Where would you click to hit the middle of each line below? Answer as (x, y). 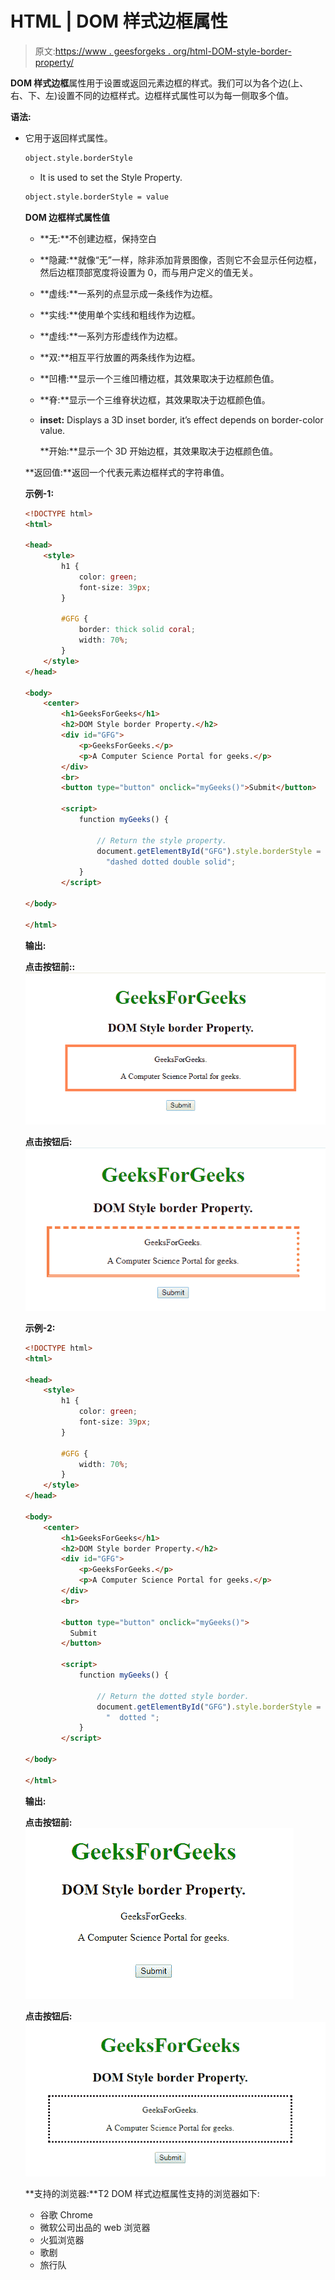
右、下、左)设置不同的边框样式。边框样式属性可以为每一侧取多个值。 (152, 95)
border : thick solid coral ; (137, 630)
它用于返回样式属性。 (68, 138)
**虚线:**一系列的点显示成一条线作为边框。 (128, 293)
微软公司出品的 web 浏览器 (95, 2228)
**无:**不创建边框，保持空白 (98, 238)
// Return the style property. (161, 840)
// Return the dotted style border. (173, 1696)
